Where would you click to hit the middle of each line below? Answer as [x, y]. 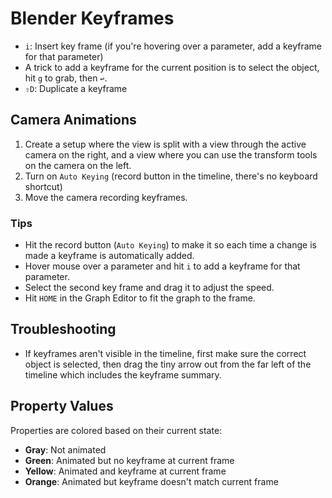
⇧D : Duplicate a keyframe [76, 88]
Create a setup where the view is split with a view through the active [165, 144]
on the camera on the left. [78, 165]
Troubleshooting [63, 329]
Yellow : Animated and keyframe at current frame [125, 471]
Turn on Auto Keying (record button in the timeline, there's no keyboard [171, 176]
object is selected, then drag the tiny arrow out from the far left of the [168, 364]
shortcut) [43, 186]
